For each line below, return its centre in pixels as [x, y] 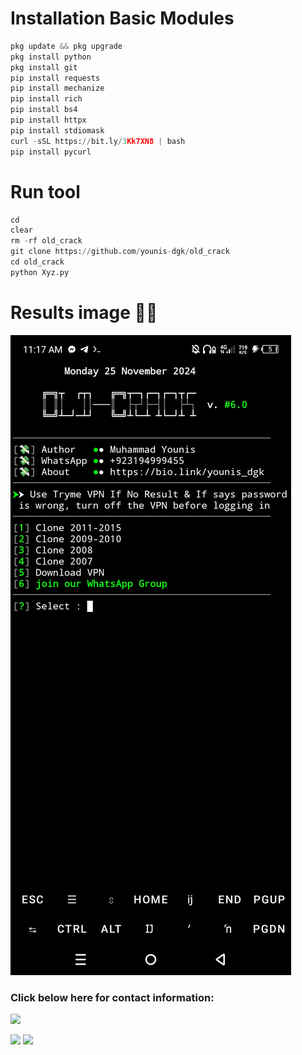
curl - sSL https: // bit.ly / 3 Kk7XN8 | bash [98, 141]
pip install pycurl [51, 152]
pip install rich [46, 99]
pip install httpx [48, 120]
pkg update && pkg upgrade [66, 46]
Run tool [45, 191]
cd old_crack [37, 262]
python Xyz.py [40, 272]
